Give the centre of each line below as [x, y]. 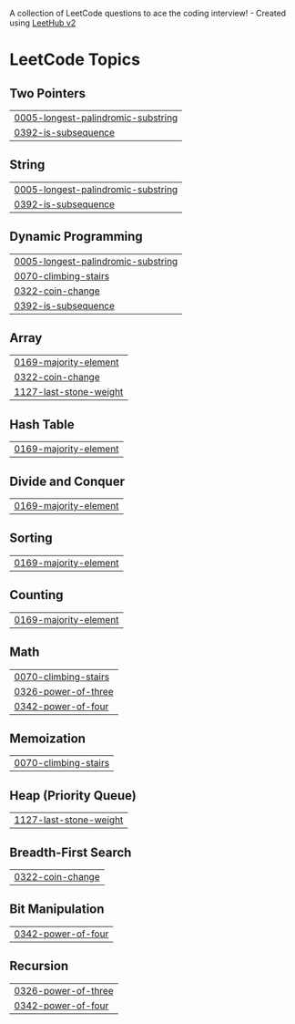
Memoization [48, 738]
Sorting [31, 538]
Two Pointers [48, 93]
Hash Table [42, 424]
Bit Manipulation [57, 910]
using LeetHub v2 [43, 23]
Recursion [39, 966]
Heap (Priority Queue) [73, 796]
